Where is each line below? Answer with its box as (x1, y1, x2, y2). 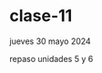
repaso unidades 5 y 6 (9, 53, 94, 64)
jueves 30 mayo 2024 (9, 36, 91, 47)
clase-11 (9, 5, 73, 26)
